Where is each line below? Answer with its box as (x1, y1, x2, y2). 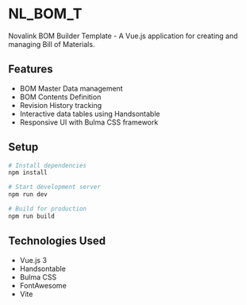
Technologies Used (8, 234, 106, 248)
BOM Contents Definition (19, 92, 102, 102)
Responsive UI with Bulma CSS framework (19, 117, 159, 127)
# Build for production (8, 205, 87, 213)
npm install (8, 168, 48, 177)
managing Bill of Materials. (8, 39, 95, 48)
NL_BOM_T (8, 5, 83, 23)
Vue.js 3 (19, 255, 48, 264)
